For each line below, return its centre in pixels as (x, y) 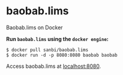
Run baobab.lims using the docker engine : (57, 39)
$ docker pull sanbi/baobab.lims (47, 50)
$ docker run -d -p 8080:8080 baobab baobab (62, 55)
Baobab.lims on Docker (35, 27)
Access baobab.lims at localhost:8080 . (54, 66)
